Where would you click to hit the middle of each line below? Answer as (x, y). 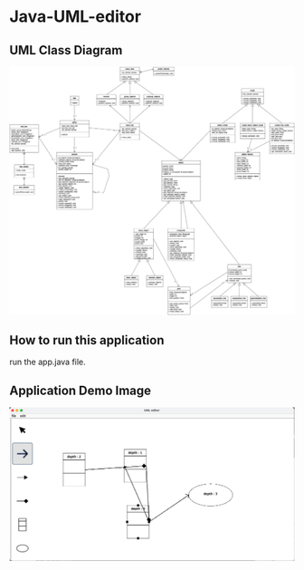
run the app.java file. (47, 362)
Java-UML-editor (76, 17)
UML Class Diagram (66, 50)
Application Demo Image (81, 390)
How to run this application (87, 340)
